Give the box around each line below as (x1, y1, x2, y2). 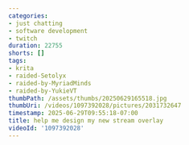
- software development (8, 27, 88, 35)
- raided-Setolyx (8, 72, 67, 80)
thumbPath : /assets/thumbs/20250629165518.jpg (8, 94, 167, 102)
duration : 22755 (8, 42, 63, 50)
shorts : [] (8, 49, 45, 57)
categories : (8, 11, 48, 20)
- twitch (8, 34, 38, 43)
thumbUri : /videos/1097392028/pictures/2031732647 (8, 101, 182, 110)
